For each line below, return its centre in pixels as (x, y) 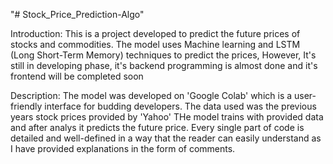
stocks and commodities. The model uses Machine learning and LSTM (155, 44)
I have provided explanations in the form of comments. (123, 148)
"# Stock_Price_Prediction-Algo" (77, 14)
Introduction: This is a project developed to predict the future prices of (155, 33)
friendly (26, 106)
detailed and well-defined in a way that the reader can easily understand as (166, 138)
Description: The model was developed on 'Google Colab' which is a (151, 95)
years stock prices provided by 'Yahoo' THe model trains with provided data (167, 117)
